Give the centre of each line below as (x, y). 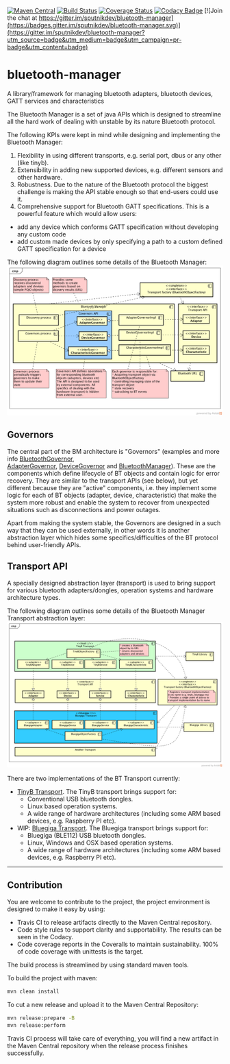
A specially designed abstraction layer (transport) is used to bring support (111, 583)
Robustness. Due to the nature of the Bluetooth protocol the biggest (113, 184)
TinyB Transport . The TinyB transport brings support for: (97, 792)
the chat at (22, 18)
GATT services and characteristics (56, 101)
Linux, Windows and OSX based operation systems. (100, 843)
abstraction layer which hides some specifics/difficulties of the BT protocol (113, 537)
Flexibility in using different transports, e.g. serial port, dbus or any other (119, 155)
